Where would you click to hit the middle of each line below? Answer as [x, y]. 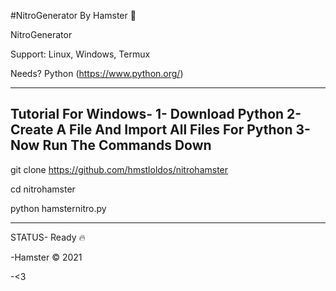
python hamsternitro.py [58, 208]
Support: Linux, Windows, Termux [80, 54]
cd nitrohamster [43, 189]
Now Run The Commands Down [111, 145]
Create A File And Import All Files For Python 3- [160, 130]
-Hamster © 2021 [46, 257]
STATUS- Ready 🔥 [48, 237]
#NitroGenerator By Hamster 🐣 [73, 15]
